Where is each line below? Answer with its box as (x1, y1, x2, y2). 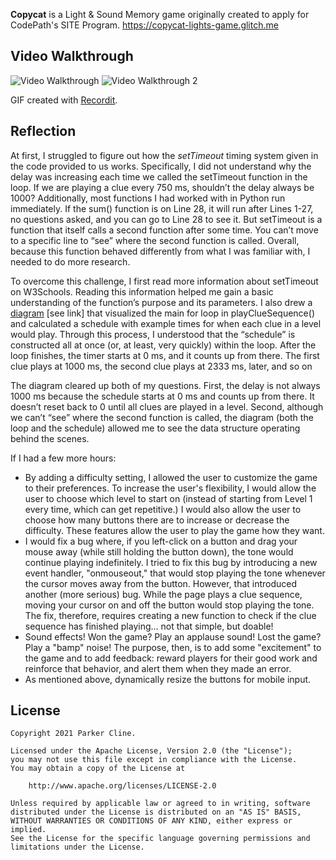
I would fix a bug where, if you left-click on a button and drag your (24, 535, 298, 547)
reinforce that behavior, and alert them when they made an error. (24, 662, 292, 674)
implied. (10, 825, 47, 835)
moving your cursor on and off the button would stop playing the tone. (24, 599, 315, 611)
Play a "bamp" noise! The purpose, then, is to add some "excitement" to (24, 641, 322, 653)
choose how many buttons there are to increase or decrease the (24, 514, 290, 526)
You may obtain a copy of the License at (10, 764, 186, 774)
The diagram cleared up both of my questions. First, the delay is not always (10, 379, 321, 391)
